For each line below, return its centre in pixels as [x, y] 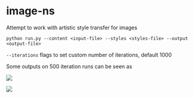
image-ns [30, 11]
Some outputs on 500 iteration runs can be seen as [69, 66]
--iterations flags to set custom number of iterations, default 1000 [89, 54]
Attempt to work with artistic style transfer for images [72, 27]
